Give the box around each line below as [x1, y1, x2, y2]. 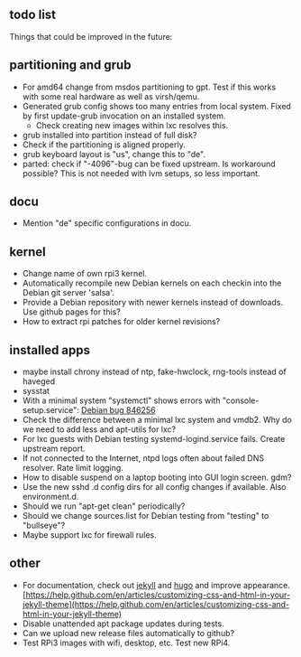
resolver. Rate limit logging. [22, 463, 123, 474]
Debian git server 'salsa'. [22, 287, 114, 298]
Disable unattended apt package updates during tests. [22, 618, 224, 629]
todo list [9, 7, 57, 23]
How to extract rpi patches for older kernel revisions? [22, 316, 221, 327]
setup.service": [22, 405, 79, 416]
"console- [222, 395, 260, 406]
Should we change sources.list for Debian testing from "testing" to [22, 511, 269, 521]
